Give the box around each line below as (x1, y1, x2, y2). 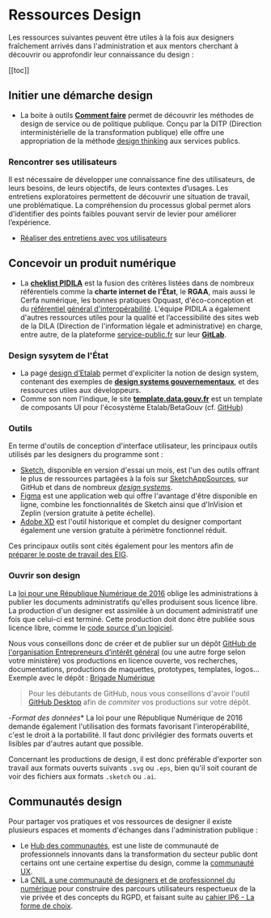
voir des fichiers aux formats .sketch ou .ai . (8, 771, 157, 781)
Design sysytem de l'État (8, 349, 109, 361)
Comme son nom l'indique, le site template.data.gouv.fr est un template (19, 394, 263, 404)
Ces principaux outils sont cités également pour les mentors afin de (8, 541, 234, 551)
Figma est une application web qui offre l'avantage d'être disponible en (19, 491, 257, 501)
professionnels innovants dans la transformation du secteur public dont (19, 849, 258, 859)
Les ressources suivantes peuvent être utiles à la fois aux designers (8, 32, 235, 42)
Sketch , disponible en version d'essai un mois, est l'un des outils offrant (19, 465, 260, 475)
